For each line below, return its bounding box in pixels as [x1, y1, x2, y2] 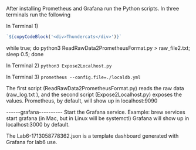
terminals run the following [6, 11, 71, 18]
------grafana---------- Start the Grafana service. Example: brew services [6, 108, 186, 115]
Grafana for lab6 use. [6, 138, 58, 145]
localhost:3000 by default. [6, 121, 70, 128]
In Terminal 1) [6, 23, 39, 29]
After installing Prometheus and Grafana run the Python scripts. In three [6, 5, 180, 12]
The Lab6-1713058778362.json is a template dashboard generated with [6, 132, 179, 139]
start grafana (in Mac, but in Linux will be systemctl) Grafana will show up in [6, 114, 190, 122]
